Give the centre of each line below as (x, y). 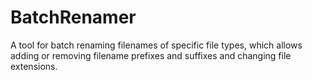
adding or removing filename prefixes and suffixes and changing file (151, 55)
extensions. (34, 66)
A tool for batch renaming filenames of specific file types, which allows (156, 45)
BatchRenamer (73, 17)
